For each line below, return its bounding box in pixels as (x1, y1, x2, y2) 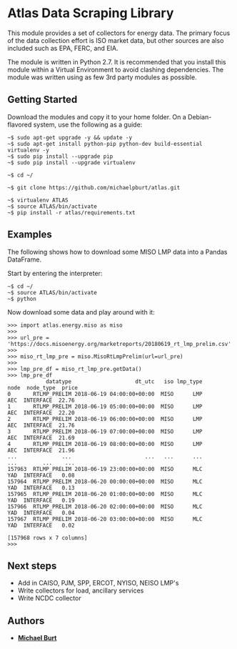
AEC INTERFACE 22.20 (7, 409, 75, 416)
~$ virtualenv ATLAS (7, 197, 69, 204)
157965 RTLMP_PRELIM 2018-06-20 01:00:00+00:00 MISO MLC (7, 490, 203, 497)
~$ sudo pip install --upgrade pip (7, 152, 114, 160)
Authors (7, 615, 45, 627)
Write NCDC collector (17, 594, 81, 603)
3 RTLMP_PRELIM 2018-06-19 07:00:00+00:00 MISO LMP (7, 427, 203, 435)
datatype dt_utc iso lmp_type (45, 377, 203, 385)
